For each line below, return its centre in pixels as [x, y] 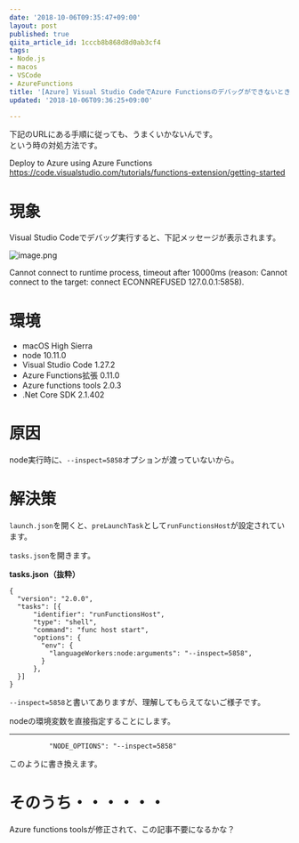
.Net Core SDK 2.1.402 [63, 395]
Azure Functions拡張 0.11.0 [71, 375]
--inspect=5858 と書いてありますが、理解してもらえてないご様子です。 [137, 702]
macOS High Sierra [57, 346]
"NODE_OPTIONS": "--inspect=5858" [113, 747]
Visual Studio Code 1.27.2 [69, 365]
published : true [39, 34]
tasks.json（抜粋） [44, 574]
